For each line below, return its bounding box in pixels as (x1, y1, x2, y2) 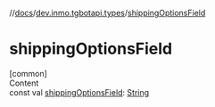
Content (9, 78, 39, 88)
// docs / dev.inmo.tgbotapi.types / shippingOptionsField (9, 8, 206, 18)
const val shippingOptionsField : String (9, 86, 150, 97)
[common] (9, 68, 47, 78)
